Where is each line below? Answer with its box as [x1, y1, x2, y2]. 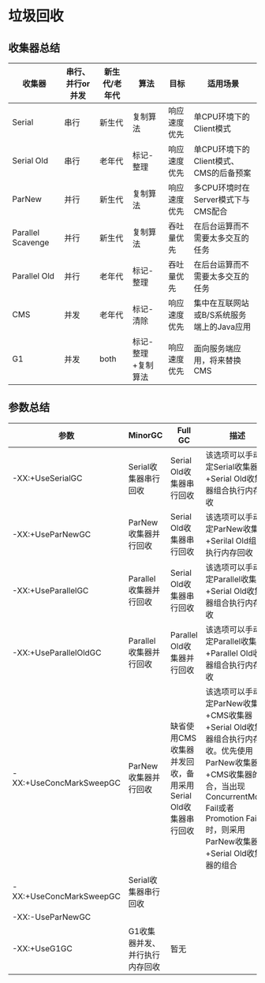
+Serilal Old [205, 535, 249, 546]
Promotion [205, 813, 244, 824]
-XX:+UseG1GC [12, 943, 73, 954]
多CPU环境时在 [193, 182, 250, 193]
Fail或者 [205, 802, 235, 813]
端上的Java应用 [193, 321, 251, 332]
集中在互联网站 [193, 297, 250, 308]
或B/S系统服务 [193, 309, 247, 320]
